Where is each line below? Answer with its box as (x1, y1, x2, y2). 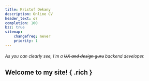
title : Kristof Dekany (5, 7, 51, 12)
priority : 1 (14, 39, 38, 43)
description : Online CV (5, 12, 53, 16)
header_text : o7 (5, 16, 38, 21)
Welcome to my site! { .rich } (5, 68, 93, 76)
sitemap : (5, 29, 23, 34)
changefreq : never (14, 34, 51, 39)
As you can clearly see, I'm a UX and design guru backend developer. (5, 54, 145, 59)
